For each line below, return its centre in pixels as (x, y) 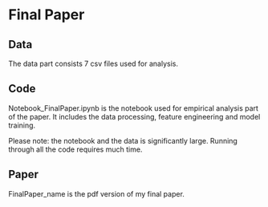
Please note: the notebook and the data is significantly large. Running (123, 140)
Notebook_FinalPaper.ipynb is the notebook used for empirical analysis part (134, 108)
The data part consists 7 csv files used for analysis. (93, 63)
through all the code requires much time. (75, 149)
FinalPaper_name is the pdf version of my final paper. (96, 193)
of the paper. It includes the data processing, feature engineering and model (134, 116)
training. (22, 125)
